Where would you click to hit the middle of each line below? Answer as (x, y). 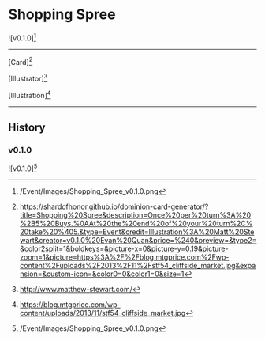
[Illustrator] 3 (28, 78)
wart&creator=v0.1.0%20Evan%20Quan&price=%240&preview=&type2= (138, 240)
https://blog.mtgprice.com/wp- (70, 304)
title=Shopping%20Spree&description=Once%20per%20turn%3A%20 (135, 214)
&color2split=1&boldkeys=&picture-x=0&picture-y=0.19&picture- (124, 248)
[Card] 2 (21, 61)
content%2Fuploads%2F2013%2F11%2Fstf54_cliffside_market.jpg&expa (138, 265)
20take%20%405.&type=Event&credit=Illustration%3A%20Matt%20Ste (137, 232)
